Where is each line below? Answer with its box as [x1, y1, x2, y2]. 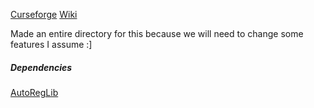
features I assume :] [10, 39, 93, 50]
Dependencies [10, 61, 73, 73]
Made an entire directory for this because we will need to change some [10, 28, 304, 39]
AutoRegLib [10, 86, 59, 98]
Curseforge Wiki [10, 9, 78, 20]
